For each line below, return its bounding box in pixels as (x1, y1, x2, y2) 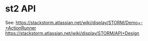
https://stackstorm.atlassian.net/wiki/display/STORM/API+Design (5, 30, 139, 36)
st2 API (5, 3, 36, 14)
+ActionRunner (5, 24, 37, 30)
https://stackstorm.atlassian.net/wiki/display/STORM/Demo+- (16, 19, 143, 25)
